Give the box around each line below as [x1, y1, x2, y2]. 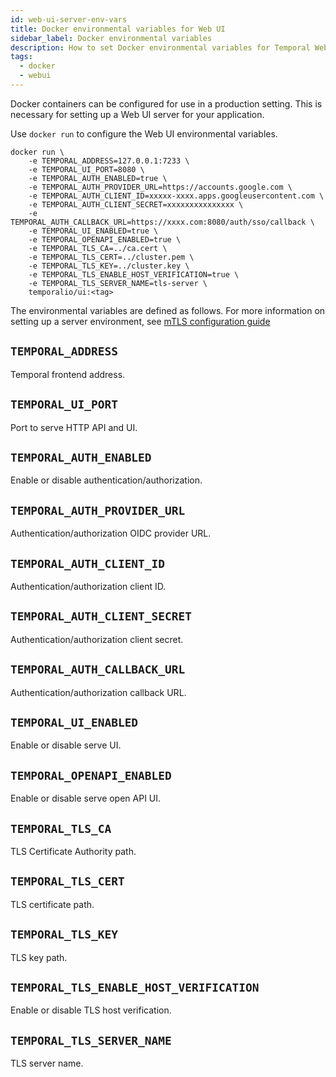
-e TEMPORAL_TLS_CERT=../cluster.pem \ [28, 252, 195, 262]
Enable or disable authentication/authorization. [10, 474, 203, 486]
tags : [10, 52, 33, 62]
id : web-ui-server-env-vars [10, 14, 128, 25]
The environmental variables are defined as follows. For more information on [10, 304, 326, 316]
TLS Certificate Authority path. [10, 846, 137, 857]
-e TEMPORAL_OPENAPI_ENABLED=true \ [28, 234, 182, 245]
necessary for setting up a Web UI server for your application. [10, 108, 265, 120]
